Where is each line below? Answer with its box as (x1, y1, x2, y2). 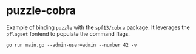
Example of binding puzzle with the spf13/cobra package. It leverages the (6, 24, 190, 31)
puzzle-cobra (6, 4, 76, 18)
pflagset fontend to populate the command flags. (6, 30, 130, 37)
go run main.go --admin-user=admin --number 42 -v (6, 42, 137, 48)
